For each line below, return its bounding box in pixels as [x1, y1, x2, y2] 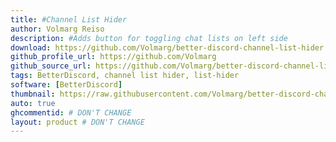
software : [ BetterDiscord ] [10, 80, 123, 90]
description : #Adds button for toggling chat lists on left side [10, 33, 288, 43]
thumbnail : [10, 89, 56, 99]
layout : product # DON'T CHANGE [10, 117, 145, 127]
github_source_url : [10, 61, 92, 71]
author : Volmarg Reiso [10, 24, 105, 34]
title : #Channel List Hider [10, 14, 128, 25]
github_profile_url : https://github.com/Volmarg [10, 52, 217, 62]
